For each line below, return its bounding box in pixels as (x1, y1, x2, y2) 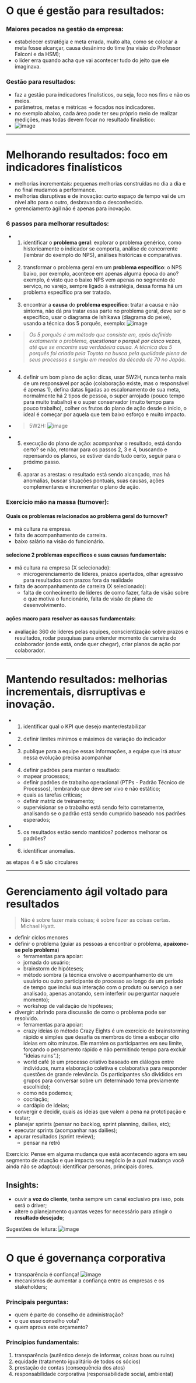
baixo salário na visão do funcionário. (14, 538, 105, 545)
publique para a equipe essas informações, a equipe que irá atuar (23, 748, 181, 755)
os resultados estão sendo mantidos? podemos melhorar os (23, 829, 167, 836)
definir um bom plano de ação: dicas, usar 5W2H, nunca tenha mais (23, 373, 187, 381)
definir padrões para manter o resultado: (23, 767, 121, 774)
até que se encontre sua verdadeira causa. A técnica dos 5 (29, 344, 172, 351)
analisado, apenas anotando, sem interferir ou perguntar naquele (23, 990, 180, 997)
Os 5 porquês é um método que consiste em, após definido (29, 331, 172, 338)
